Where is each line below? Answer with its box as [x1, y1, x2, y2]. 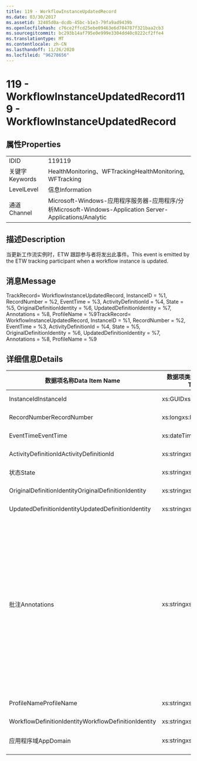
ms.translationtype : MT [6, 36, 64, 42]
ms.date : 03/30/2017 [6, 14, 57, 20]
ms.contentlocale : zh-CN [6, 42, 67, 47]
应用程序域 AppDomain [9, 737, 72, 745]
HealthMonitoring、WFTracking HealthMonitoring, [47, 167, 185, 175]
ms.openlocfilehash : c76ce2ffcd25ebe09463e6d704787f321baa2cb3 [6, 25, 164, 31]
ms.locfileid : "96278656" [6, 52, 69, 58]
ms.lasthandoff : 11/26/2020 [6, 47, 75, 53]
